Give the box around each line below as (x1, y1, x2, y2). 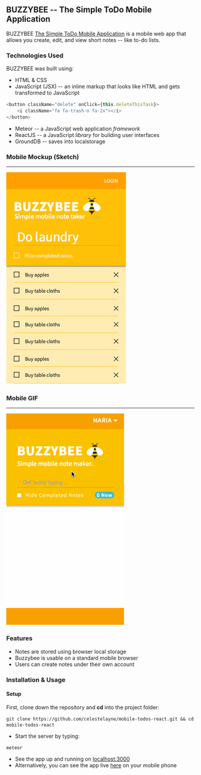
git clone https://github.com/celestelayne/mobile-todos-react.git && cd (6, 716, 194, 722)
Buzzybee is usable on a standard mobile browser (14, 654, 139, 661)
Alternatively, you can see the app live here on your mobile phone (14, 761, 177, 768)
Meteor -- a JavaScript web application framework (14, 125, 141, 132)
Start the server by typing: (14, 733, 80, 740)
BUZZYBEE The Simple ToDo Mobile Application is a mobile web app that (6, 30, 187, 37)
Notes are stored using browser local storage (14, 648, 127, 655)
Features (6, 634, 33, 643)
